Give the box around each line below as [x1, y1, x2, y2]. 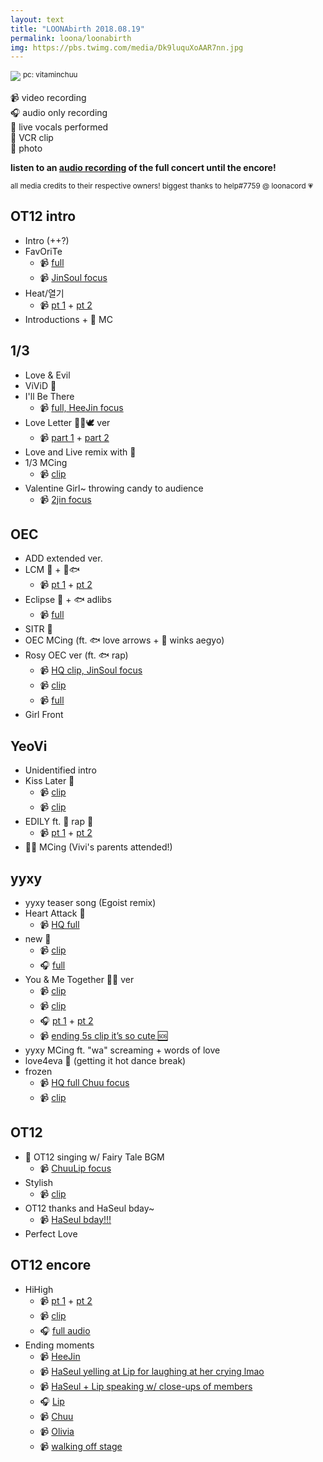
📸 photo [10, 142, 43, 154]
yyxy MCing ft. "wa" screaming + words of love [24, 1044, 221, 1056]
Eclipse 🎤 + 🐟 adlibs [24, 594, 112, 606]
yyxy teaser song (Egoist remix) [24, 896, 157, 908]
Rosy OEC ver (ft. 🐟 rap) [24, 649, 129, 661]
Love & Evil [24, 369, 71, 381]
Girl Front [24, 709, 64, 721]
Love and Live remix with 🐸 [24, 446, 137, 458]
